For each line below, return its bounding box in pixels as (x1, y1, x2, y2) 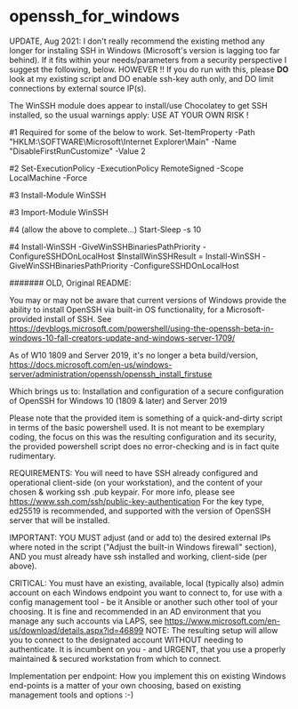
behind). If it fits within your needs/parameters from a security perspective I (9, 54, 287, 65)
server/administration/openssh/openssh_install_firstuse (9, 368, 213, 379)
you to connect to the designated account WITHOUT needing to (9, 634, 244, 645)
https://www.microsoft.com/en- (164, 616, 280, 626)
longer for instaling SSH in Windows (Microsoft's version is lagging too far (9, 44, 280, 55)
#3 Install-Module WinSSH (9, 189, 107, 200)
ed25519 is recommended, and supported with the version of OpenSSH (9, 505, 271, 516)
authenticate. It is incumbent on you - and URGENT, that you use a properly (9, 643, 286, 655)
